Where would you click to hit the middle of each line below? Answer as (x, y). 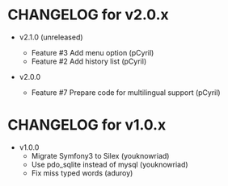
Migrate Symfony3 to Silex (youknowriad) (100, 155)
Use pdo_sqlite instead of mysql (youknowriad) (110, 164)
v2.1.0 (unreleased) (51, 37)
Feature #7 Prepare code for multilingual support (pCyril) (126, 92)
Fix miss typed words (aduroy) (82, 173)
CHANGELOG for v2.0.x (88, 15)
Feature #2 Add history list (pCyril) (89, 61)
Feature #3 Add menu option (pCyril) (93, 52)
